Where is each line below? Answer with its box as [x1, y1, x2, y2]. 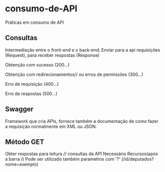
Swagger [5, 105, 34, 114]
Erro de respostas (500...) [5, 90, 58, 97]
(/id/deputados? [121, 156, 154, 162]
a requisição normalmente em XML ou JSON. [5, 123, 97, 129]
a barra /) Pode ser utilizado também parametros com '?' [5, 156, 121, 162]
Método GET [5, 137, 44, 146]
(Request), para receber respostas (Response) [5, 52, 100, 58]
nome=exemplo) [5, 162, 39, 168]
